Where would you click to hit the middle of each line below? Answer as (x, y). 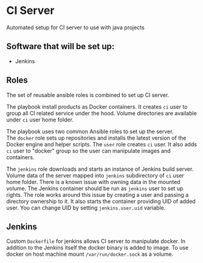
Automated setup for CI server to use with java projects (75, 27)
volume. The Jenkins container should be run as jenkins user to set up (95, 188)
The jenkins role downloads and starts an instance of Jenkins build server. (100, 169)
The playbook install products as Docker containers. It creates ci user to (97, 106)
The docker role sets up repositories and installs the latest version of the (96, 138)
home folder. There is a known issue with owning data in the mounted (93, 182)
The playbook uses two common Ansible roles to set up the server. (90, 131)
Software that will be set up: (60, 46)
